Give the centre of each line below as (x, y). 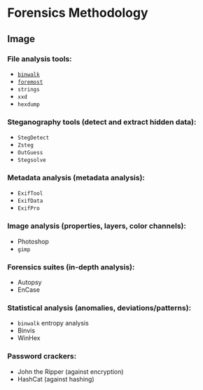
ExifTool (30, 194)
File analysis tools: (40, 59)
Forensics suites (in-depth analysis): (71, 267)
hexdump (28, 104)
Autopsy (29, 283)
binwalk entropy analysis (53, 323)
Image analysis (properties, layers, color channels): (97, 226)
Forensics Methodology (78, 13)
